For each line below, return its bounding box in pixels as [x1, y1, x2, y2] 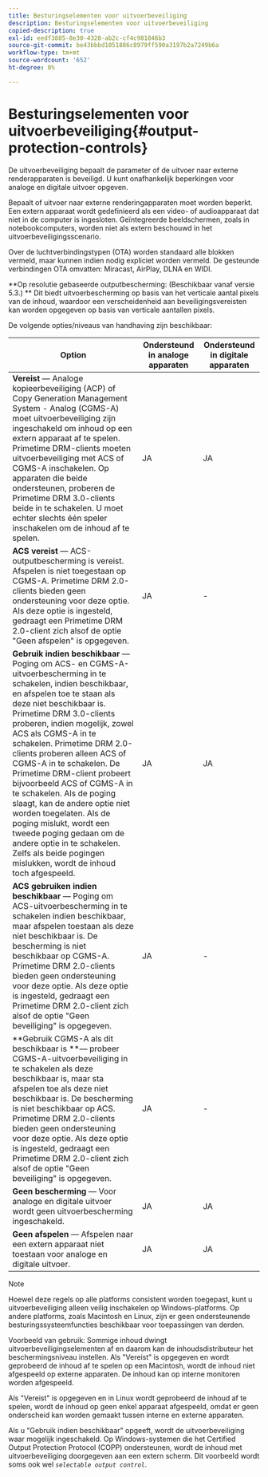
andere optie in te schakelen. [12, 837, 121, 848]
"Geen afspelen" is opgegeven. [12, 635, 130, 646]
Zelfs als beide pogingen [12, 847, 105, 859]
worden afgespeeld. [8, 1377, 74, 1387]
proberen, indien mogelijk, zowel [12, 717, 134, 729]
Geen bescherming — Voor [12, 1186, 117, 1197]
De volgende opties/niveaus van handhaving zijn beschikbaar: [8, 320, 213, 330]
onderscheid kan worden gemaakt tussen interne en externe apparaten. [8, 1410, 245, 1420]
